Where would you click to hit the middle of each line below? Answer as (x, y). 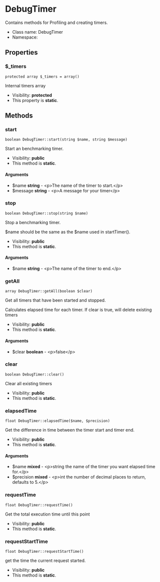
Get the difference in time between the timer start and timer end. (70, 430)
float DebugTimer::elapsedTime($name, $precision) (58, 421)
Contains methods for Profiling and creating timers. (57, 22)
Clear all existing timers (29, 383)
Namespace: (25, 37)
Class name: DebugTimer (38, 32)
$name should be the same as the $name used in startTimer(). (68, 232)
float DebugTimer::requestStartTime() (44, 551)
